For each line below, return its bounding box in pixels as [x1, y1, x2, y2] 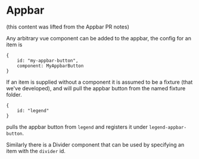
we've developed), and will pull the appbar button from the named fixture [6, 84, 186, 92]
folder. [6, 91, 22, 98]
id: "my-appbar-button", [17, 58, 79, 63]
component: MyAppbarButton [17, 63, 84, 69]
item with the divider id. [6, 147, 66, 154]
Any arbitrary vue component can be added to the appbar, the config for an [6, 34, 192, 42]
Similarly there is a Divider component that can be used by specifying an [6, 141, 185, 148]
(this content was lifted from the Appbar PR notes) [6, 23, 129, 30]
